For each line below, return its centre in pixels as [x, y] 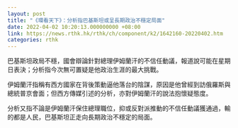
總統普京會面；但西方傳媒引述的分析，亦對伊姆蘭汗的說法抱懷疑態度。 [110, 94]
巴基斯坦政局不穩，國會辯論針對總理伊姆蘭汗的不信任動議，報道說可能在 [113, 61]
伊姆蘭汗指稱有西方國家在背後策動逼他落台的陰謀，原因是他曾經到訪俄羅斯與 [119, 84]
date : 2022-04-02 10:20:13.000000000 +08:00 [74, 27]
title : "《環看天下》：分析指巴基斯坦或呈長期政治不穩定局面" [86, 20]
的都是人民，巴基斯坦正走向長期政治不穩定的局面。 [82, 117]
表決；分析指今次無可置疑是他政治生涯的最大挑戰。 [88, 70]
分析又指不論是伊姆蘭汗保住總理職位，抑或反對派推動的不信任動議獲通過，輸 [119, 108]
